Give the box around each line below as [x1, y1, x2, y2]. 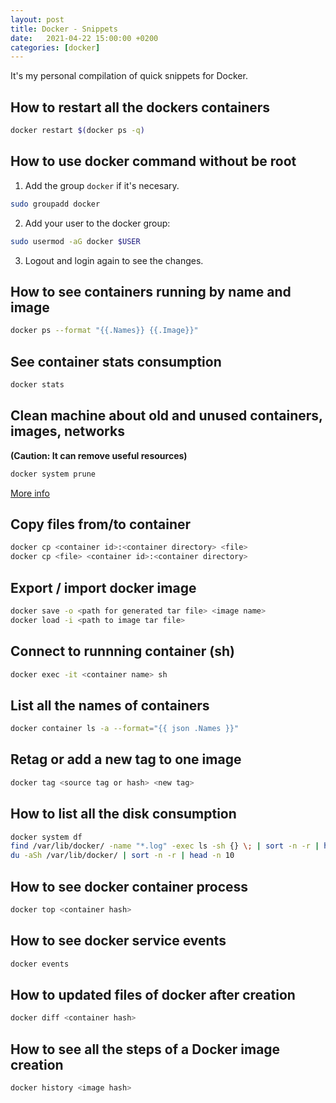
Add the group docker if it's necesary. [24, 179, 180, 191]
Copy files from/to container [10, 516, 192, 533]
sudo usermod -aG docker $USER [10, 236, 141, 246]
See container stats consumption [10, 353, 222, 370]
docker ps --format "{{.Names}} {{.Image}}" [10, 326, 199, 336]
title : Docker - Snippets [10, 24, 118, 34]
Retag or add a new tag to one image [10, 751, 242, 768]
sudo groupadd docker [10, 199, 101, 209]
